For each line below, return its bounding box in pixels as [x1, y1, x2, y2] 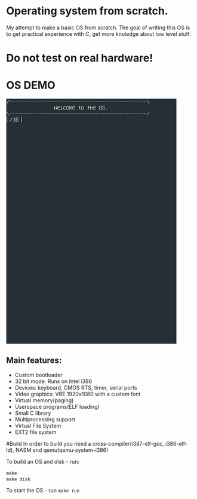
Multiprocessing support [14, 415, 76, 423]
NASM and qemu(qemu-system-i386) [16, 446, 109, 454]
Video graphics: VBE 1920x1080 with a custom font [14, 390, 141, 397]
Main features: [6, 356, 62, 366]
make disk [6, 476, 31, 482]
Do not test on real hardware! [6, 51, 153, 65]
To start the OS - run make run [6, 486, 80, 494]
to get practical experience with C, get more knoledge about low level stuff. [6, 30, 191, 37]
